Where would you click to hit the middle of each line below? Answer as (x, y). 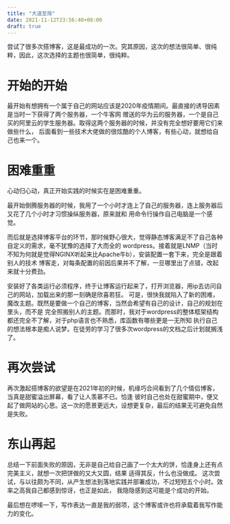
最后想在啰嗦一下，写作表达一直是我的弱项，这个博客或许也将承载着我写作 (112, 505)
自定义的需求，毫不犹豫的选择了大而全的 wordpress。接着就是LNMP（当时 (112, 246)
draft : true (24, 26)
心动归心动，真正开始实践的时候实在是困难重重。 (76, 191)
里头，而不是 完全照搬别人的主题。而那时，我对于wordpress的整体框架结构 (113, 312)
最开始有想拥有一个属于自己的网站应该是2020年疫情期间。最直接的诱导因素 (114, 106)
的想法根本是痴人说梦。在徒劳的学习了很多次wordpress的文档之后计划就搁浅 (115, 329)
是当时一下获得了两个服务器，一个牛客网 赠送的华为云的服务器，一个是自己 (113, 115)
